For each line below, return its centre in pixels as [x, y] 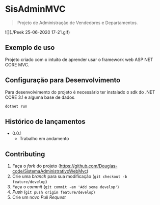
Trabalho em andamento [44, 139]
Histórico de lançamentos [45, 121]
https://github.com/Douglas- [89, 166]
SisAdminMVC [35, 9]
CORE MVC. [17, 64]
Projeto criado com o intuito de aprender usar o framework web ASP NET [79, 59]
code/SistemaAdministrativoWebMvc [50, 171]
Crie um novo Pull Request [39, 197]
